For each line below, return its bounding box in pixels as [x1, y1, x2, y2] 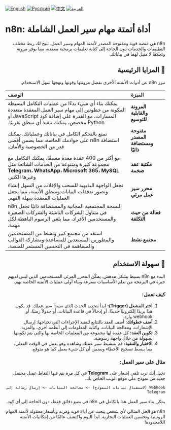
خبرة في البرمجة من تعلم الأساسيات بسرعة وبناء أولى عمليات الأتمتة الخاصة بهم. [14, 278, 165, 284]
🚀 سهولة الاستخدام [113, 260, 165, 268]
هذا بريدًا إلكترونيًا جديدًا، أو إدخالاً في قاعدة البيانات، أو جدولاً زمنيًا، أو [25, 308, 153, 314]
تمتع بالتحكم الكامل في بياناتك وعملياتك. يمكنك [8, 130, 108, 137]
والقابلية [130, 109, 148, 116]
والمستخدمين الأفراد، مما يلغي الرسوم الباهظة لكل [8, 215, 116, 222]
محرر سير [130, 185, 152, 192]
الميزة [130, 91, 144, 98]
